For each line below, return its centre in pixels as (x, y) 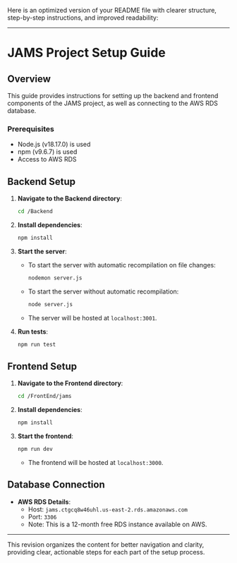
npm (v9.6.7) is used (47, 152)
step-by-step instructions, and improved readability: (83, 18)
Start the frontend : (45, 436)
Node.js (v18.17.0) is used (54, 145)
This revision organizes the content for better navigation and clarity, (106, 544)
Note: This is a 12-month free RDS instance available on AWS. (117, 524)
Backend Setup (42, 182)
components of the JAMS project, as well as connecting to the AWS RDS (113, 103)
